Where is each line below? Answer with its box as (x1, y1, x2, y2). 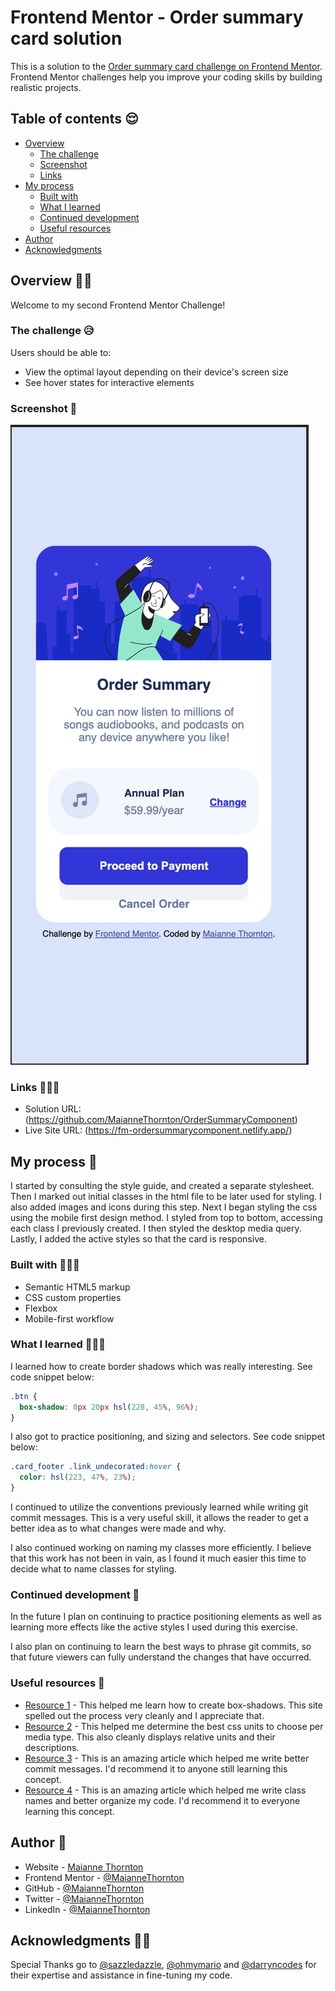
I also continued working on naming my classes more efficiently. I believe (10, 1542, 312, 1554)
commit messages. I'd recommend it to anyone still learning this (24, 1762, 288, 1775)
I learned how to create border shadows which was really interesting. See (10, 1360, 313, 1372)
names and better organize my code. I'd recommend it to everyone (24, 1794, 301, 1806)
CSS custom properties (24, 1291, 122, 1303)
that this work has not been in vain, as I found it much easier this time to (10, 1552, 307, 1565)
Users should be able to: (10, 346, 112, 358)
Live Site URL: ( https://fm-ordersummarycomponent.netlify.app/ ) (24, 1124, 293, 1136)
